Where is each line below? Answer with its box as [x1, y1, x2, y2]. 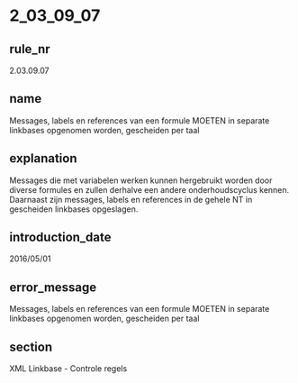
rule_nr [9, 41, 51, 57]
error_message [9, 279, 97, 295]
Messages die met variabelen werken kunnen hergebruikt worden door [9, 175, 273, 186]
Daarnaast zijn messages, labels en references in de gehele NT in [9, 194, 253, 205]
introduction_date [9, 230, 112, 245]
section [9, 339, 52, 354]
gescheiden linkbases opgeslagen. [9, 204, 139, 214]
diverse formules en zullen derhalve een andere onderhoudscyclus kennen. [9, 184, 290, 195]
